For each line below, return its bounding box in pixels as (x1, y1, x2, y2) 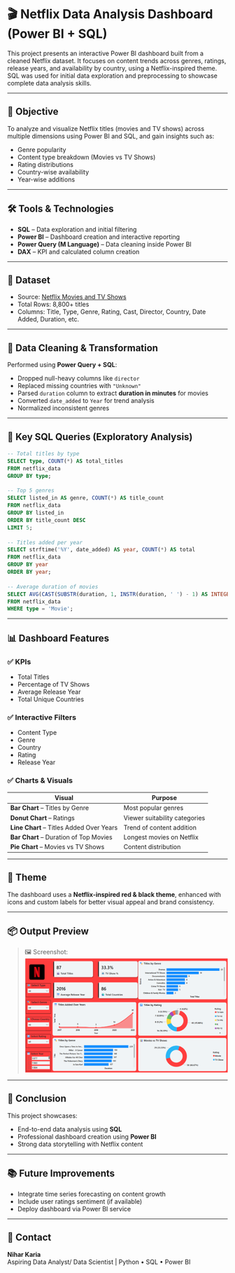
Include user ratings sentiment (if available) (17, 1197, 143, 1206)
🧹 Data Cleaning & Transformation (7, 342, 159, 354)
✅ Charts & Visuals (7, 776, 73, 785)
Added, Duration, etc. (17, 315, 80, 324)
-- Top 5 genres (7, 487, 55, 495)
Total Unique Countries (17, 695, 85, 703)
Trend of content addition (123, 823, 197, 832)
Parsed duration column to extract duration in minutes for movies (17, 389, 208, 397)
